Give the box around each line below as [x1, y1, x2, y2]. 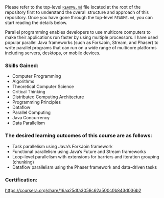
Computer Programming [12, 73, 61, 79]
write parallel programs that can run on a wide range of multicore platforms [5, 45, 157, 50]
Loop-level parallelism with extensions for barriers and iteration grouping [12, 154, 160, 159]
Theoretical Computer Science [12, 84, 74, 89]
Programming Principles [12, 99, 61, 105]
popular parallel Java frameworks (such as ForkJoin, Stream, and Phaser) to [5, 40, 159, 45]
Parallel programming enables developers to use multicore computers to [5, 29, 151, 35]
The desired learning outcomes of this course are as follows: [5, 132, 153, 139]
